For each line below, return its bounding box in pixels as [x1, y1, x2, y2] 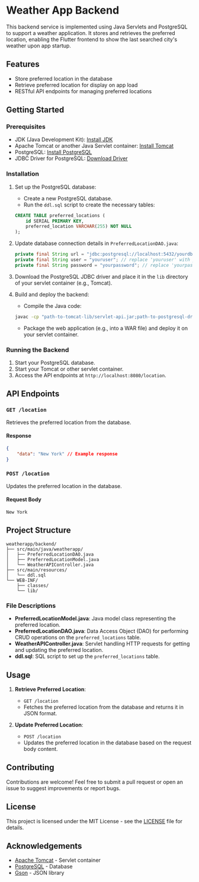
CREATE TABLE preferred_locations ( [14, 212, 105, 218]
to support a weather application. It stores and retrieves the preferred [6, 29, 176, 36]
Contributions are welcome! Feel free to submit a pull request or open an [6, 778, 184, 785]
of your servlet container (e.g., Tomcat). [14, 279, 113, 286]
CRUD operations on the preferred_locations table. [14, 634, 141, 641]
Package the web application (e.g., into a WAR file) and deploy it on [23, 324, 188, 332]
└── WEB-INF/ [6, 577, 38, 583]
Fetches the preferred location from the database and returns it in [23, 703, 184, 711]
